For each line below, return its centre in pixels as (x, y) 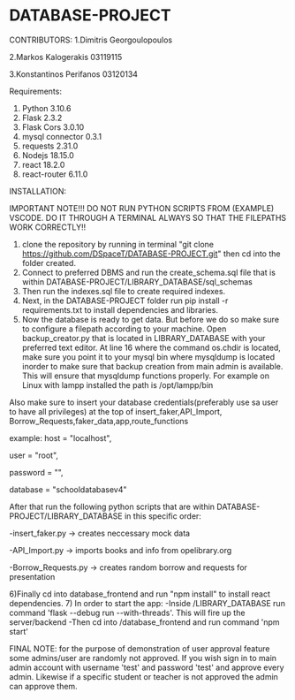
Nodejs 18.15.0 (48, 155)
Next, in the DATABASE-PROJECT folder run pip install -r (125, 301)
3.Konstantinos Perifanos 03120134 (74, 74)
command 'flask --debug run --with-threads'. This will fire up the (127, 612)
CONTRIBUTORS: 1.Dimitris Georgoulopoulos (91, 40)
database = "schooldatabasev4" (68, 489)
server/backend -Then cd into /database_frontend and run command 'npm (144, 622)
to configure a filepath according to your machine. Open (124, 329)
